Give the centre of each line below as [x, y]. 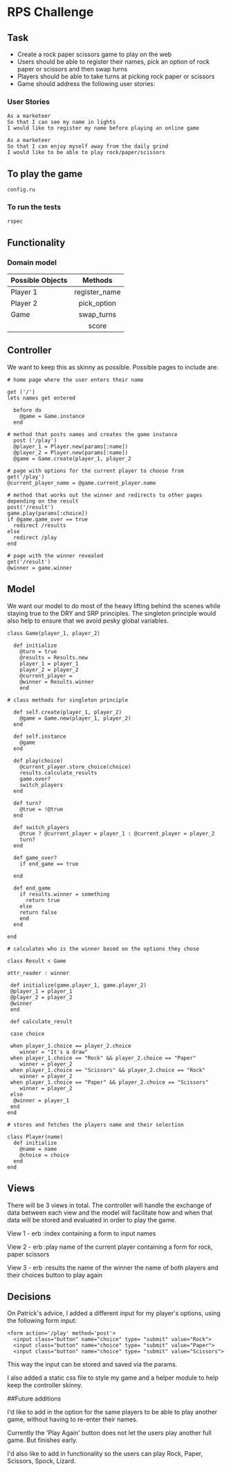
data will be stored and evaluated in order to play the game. [92, 1220]
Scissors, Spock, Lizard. [41, 1461]
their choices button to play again [55, 1275]
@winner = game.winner [40, 568]
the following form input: [42, 1321]
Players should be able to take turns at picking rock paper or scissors [116, 76]
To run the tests [34, 207]
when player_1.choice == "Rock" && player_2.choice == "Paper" [103, 1058]
